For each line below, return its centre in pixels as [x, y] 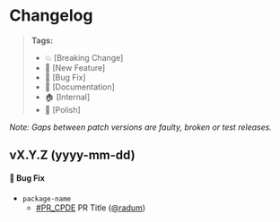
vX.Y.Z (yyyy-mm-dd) [73, 155]
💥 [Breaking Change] [84, 57]
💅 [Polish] [62, 109]
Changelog [51, 16]
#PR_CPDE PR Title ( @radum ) [91, 208]
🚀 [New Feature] [75, 67]
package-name [47, 199]
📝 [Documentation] [79, 87]
